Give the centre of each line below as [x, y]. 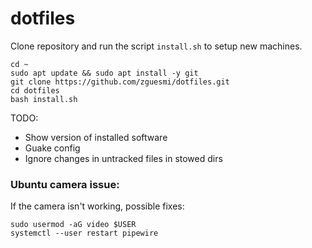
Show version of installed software [96, 137]
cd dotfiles [35, 90]
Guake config [52, 148]
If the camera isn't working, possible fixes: [97, 206]
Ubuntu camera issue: [65, 184]
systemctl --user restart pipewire [84, 233]
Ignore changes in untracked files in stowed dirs [123, 158]
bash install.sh [44, 99]
